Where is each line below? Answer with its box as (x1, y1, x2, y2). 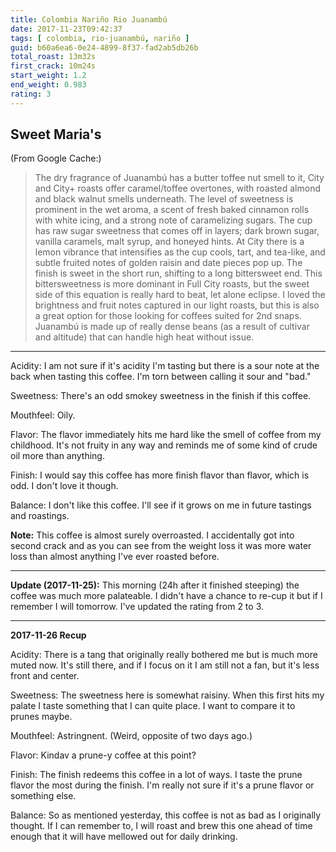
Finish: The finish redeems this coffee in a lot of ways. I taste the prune (10, 769, 303, 781)
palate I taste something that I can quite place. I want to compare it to (10, 700, 296, 712)
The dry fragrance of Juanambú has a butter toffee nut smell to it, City (34, 172, 325, 184)
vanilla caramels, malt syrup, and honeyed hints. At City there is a (34, 236, 305, 248)
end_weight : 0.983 (10, 80, 87, 90)
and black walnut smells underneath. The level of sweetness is (34, 193, 294, 205)
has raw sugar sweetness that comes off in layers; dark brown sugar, (34, 225, 320, 237)
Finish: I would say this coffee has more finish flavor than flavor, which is (10, 469, 310, 481)
